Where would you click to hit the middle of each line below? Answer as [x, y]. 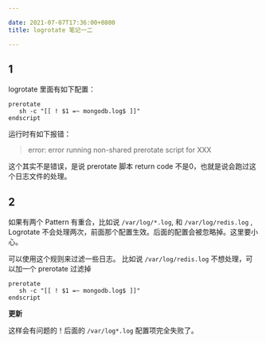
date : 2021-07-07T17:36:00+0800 [62, 22]
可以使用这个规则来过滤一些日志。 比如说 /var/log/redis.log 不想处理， [127, 259]
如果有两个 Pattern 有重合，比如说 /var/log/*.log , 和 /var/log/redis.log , [131, 222]
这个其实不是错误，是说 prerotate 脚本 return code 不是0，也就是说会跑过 [129, 166]
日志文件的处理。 [43, 177]
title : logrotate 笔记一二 [51, 30]
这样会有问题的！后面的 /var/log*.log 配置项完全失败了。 [103, 330]
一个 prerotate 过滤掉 [57, 269]
